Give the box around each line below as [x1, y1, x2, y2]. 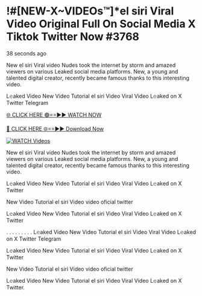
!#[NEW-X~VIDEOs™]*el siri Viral [6, 4, 174, 18]
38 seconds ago [6, 49, 47, 57]
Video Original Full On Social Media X [6, 17, 196, 31]
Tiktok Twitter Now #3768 [6, 30, 140, 43]
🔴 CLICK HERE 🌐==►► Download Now [6, 125, 104, 132]
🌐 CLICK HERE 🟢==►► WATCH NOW [6, 111, 102, 118]
